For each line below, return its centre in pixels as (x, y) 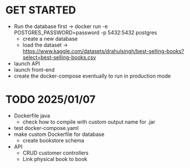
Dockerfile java (32, 116)
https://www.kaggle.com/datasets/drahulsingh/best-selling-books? (103, 51)
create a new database (50, 38)
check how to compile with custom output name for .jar (89, 122)
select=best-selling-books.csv (59, 57)
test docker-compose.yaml (46, 128)
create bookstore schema (53, 140)
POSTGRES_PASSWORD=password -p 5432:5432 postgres (85, 32)
